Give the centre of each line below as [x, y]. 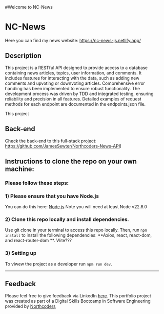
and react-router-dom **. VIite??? [39, 241]
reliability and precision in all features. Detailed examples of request [73, 99]
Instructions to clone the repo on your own [71, 161]
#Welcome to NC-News [29, 7]
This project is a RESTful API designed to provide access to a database [76, 68]
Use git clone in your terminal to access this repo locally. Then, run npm [76, 230]
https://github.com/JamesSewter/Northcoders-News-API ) [63, 146]
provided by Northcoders [31, 306]
